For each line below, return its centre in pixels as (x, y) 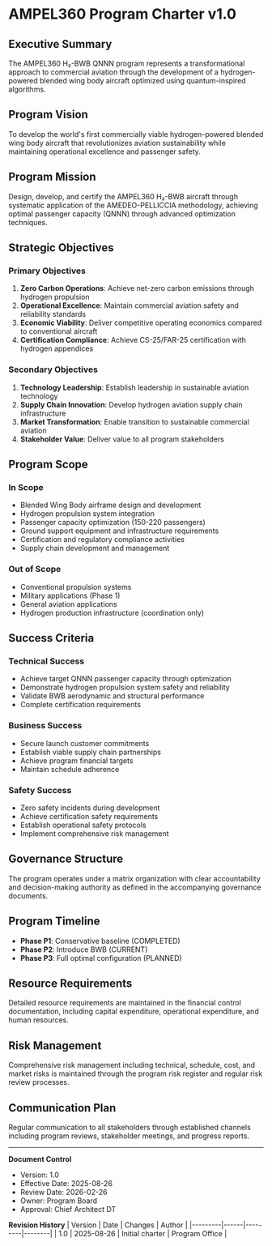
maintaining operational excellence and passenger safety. (104, 151)
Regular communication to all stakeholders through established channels (130, 1127)
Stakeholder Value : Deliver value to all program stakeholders (122, 439)
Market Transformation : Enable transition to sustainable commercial (134, 421)
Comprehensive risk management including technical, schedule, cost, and (132, 1065)
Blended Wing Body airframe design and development (110, 505)
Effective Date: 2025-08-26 (66, 1183)
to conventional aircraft (59, 331)
